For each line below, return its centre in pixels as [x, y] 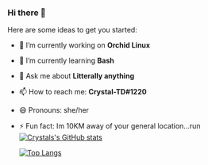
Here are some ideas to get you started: [73, 30]
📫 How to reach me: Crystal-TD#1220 [83, 92]
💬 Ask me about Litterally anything [77, 76]
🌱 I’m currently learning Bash [66, 61]
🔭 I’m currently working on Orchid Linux [85, 45]
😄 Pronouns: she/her [54, 110]
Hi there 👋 [27, 13]
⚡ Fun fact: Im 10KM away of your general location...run [110, 126]
